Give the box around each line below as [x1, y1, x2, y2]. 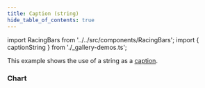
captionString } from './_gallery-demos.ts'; [7, 43, 127, 51]
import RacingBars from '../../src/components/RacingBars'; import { [7, 35, 199, 44]
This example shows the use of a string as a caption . [7, 56, 158, 64]
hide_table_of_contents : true [7, 17, 95, 24]
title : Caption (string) [7, 10, 79, 17]
